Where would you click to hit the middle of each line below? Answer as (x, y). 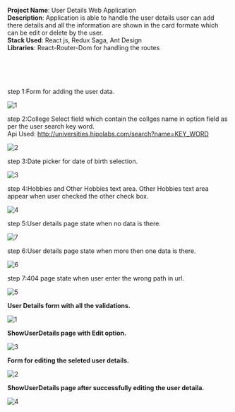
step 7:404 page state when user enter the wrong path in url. (96, 278)
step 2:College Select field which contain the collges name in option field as (117, 119)
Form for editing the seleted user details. (68, 360)
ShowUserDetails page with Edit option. (67, 333)
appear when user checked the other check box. (78, 196)
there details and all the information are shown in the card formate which (113, 25)
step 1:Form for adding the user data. (61, 92)
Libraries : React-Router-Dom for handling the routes (84, 48)
